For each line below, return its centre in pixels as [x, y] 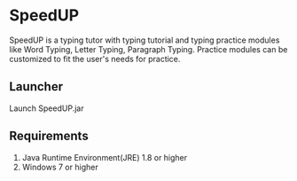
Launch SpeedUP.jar [47, 108]
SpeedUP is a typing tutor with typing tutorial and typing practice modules [145, 40]
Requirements [49, 136]
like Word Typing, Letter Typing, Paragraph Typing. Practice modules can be [148, 49]
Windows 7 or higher [60, 167]
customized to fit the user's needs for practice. [95, 59]
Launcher [36, 87]
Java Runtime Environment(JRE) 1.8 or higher [105, 157]
